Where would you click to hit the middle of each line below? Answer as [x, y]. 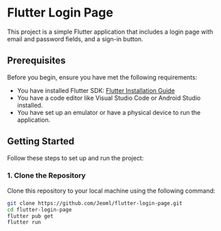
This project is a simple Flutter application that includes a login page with [110, 32]
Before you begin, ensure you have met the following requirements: [102, 77]
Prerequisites [36, 61]
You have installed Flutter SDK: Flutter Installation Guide [96, 90]
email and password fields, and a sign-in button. [75, 38]
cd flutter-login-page [39, 210]
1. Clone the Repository [46, 175]
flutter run [24, 222]
